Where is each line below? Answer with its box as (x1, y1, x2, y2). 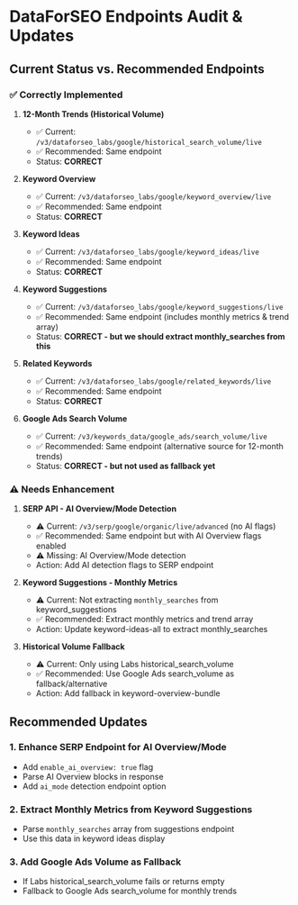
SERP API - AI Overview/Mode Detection (22, 503, 177, 514)
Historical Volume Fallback (22, 641, 125, 652)
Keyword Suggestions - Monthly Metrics (22, 577, 178, 588)
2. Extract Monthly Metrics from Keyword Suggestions (9, 803, 253, 816)
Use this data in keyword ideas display (22, 833, 166, 844)
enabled (35, 540, 67, 551)
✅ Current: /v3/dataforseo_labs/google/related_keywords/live (35, 376, 272, 386)
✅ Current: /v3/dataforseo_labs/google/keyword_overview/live (35, 191, 272, 202)
